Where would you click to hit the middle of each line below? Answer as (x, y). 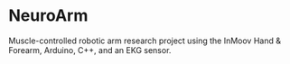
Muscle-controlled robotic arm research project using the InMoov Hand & (145, 41)
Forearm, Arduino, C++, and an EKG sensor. (90, 50)
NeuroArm (48, 16)
